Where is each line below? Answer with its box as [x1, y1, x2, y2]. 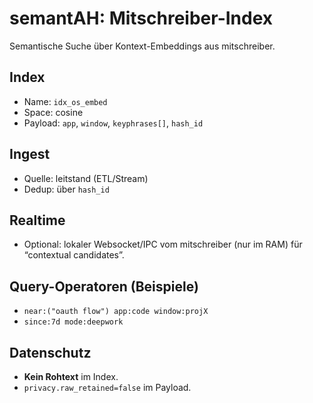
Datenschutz [9, 344, 92, 361]
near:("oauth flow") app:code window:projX [23, 307, 209, 317]
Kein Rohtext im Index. [23, 371, 119, 382]
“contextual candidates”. [23, 249, 125, 261]
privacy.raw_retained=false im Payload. [23, 382, 192, 393]
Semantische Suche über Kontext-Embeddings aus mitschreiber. [9, 40, 276, 52]
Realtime [9, 212, 66, 229]
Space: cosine [23, 106, 84, 118]
